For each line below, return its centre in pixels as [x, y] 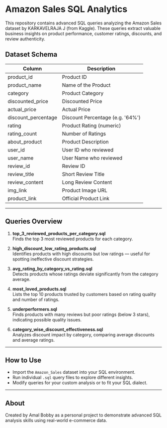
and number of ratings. [36, 299]
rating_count [22, 134]
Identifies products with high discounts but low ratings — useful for [81, 254]
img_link [17, 190]
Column [33, 68]
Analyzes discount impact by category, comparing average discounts [83, 334]
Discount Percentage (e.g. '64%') [101, 117]
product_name [25, 85]
